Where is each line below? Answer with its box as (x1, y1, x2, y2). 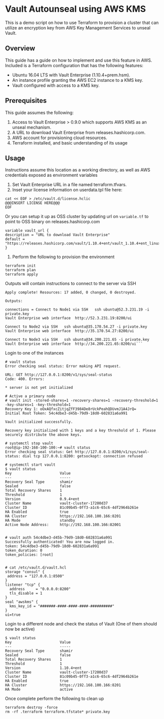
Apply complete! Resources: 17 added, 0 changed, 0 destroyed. (5, 290, 137, 295)
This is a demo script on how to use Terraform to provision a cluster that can (5, 20, 159, 25)
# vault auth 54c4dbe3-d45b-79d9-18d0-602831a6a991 (5, 535, 112, 540)
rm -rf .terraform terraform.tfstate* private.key (5, 709, 110, 715)
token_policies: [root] (5, 552, 54, 557)
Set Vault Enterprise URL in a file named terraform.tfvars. (12, 182, 127, 188)
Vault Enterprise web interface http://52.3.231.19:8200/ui (5, 316, 132, 321)
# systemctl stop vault (5, 441, 54, 446)
